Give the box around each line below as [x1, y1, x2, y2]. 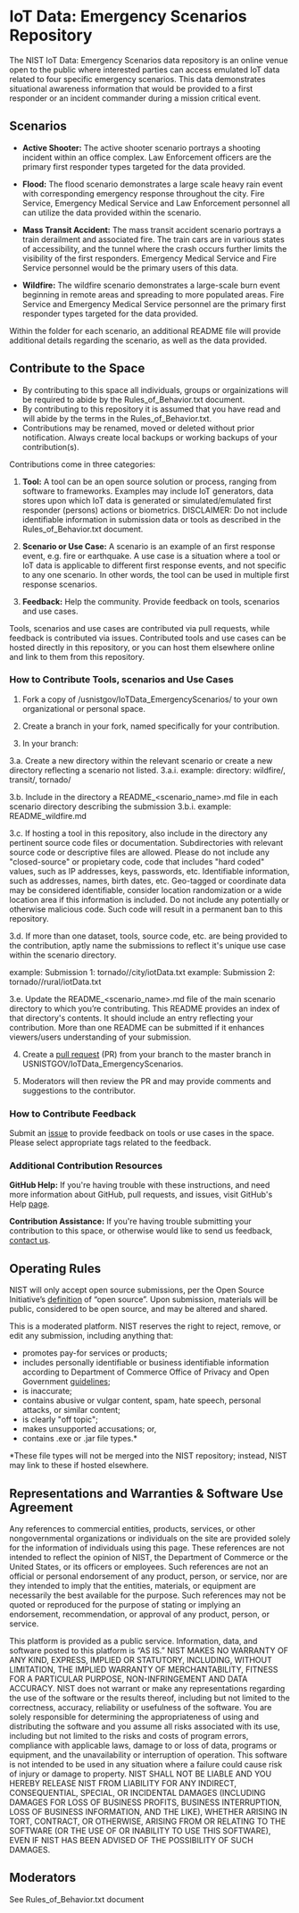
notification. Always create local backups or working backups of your [21, 431, 278, 443]
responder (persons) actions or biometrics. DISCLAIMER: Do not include [21, 505, 288, 515]
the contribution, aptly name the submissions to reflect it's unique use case [9, 940, 287, 950]
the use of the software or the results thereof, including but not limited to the [9, 1692, 290, 1703]
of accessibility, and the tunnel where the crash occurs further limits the [21, 243, 287, 254]
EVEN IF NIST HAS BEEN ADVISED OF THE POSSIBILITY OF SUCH [9, 1835, 254, 1846]
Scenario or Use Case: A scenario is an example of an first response [21, 540, 276, 551]
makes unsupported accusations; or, [21, 1424, 157, 1434]
